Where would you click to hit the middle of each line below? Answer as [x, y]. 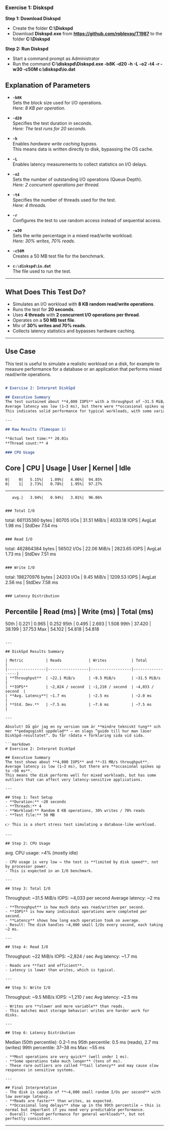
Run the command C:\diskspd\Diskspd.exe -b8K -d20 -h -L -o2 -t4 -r [86, 64]
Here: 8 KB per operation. [39, 108]
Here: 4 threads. [29, 205]
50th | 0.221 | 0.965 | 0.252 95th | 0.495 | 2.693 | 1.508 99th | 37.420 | [78, 624]
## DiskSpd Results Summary [35, 652]
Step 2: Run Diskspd [27, 49]
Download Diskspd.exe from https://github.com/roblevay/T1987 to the [87, 34]
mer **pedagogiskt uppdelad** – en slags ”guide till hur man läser [78, 731]
